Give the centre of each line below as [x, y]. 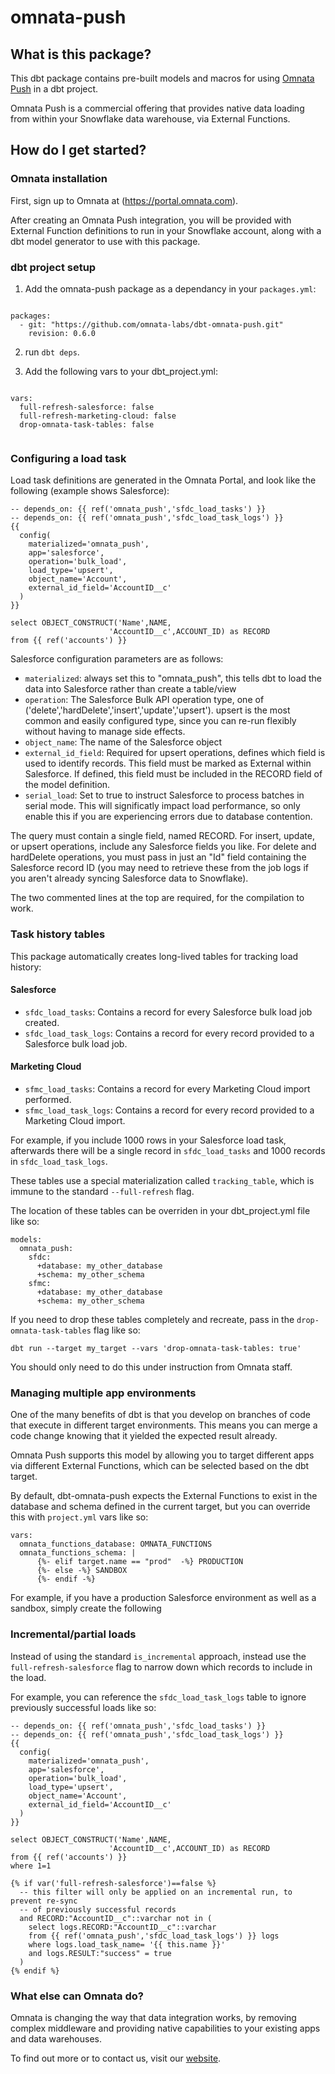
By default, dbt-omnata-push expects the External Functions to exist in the [164, 1496]
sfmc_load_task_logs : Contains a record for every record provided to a [169, 1110]
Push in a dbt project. [54, 89]
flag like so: [117, 1330]
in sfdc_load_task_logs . [59, 1161]
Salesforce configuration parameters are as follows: [117, 659]
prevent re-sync [44, 1901]
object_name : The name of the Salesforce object [123, 742]
